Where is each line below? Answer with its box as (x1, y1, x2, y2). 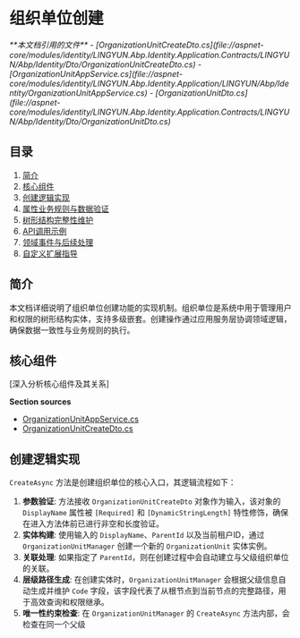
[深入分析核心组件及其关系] (9, 379, 110, 389)
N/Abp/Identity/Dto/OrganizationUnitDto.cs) (9, 115, 172, 126)
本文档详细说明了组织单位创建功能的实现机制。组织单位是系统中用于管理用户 (9, 302, 292, 313)
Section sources (9, 396, 72, 407)
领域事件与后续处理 (21, 236, 94, 247)
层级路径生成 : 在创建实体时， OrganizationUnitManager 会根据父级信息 (21, 574, 279, 585)
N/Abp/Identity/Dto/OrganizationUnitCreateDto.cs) (9, 59, 196, 70)
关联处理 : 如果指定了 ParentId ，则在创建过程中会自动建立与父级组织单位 (21, 552, 289, 563)
